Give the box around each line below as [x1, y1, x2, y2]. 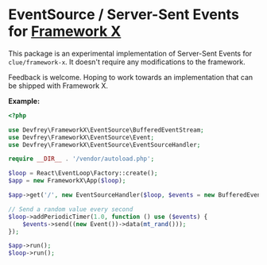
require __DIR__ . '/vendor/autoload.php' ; [8, 155, 155, 163]
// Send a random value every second [8, 205, 133, 213]
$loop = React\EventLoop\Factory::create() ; [8, 169, 158, 178]
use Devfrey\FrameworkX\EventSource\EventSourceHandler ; [8, 140, 201, 148]
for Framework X [8, 22, 122, 40]
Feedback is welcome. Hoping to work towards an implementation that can [8, 72, 253, 82]
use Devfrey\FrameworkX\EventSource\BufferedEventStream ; [8, 125, 204, 134]
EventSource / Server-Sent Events [8, 6, 240, 24]
